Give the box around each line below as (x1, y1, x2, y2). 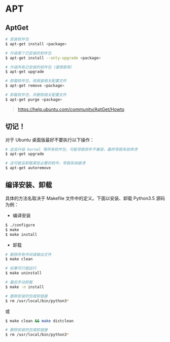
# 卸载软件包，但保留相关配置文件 (5, 78, 67, 84)
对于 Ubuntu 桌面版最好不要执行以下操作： (5, 137, 95, 143)
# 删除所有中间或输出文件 (5, 252, 52, 257)
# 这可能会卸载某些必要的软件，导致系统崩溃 (5, 161, 86, 166)
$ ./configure (5, 222, 36, 228)
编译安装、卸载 (5, 181, 52, 190)
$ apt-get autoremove (5, 166, 51, 171)
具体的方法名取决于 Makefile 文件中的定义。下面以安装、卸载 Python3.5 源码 (5, 195, 165, 201)
